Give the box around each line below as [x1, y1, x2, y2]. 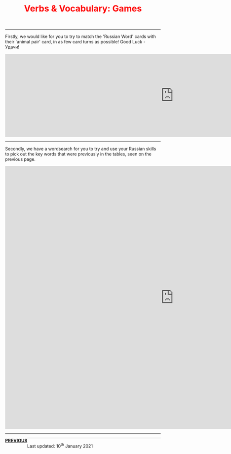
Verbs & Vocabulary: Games [24, 3, 142, 14]
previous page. [5, 156, 36, 162]
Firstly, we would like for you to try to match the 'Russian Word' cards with [5, 33, 156, 39]
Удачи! [5, 44, 20, 50]
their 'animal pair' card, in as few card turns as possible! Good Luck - [5, 38, 146, 44]
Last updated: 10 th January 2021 [27, 442, 93, 449]
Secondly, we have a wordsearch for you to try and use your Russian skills [5, 146, 156, 151]
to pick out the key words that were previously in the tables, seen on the [5, 151, 152, 157]
